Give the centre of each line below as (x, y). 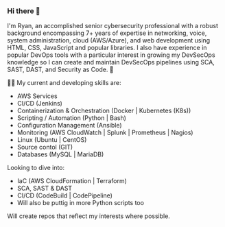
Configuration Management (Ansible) (69, 126)
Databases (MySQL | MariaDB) (60, 154)
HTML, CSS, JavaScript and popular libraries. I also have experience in (107, 48)
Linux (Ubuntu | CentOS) (52, 140)
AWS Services (37, 96)
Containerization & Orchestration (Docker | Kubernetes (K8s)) (104, 111)
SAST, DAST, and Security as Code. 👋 (61, 70)
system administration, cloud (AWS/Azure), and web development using (109, 40)
